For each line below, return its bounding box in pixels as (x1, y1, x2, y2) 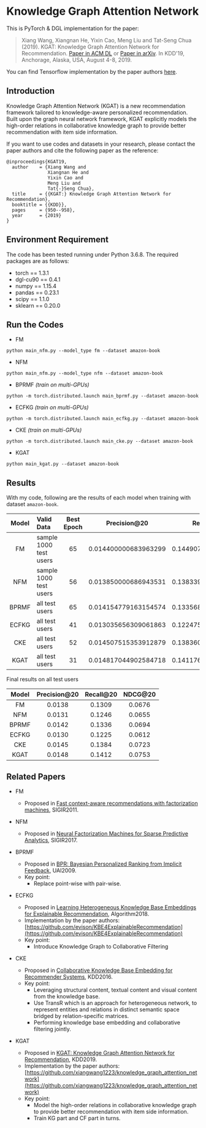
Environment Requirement (6, 235, 109, 245)
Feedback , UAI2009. (24, 867, 77, 874)
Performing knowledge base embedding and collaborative (33, 1019, 181, 1026)
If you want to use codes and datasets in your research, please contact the (6, 140, 196, 147)
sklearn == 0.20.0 (15, 302, 61, 309)
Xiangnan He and (47, 169, 89, 176)
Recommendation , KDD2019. (24, 1056, 97, 1063)
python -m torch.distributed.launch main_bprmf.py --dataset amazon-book (6, 393, 199, 399)
